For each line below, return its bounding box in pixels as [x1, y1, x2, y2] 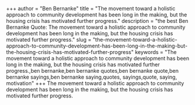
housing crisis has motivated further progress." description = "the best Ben [6, 18, 189, 24]
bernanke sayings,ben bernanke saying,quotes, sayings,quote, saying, [6, 73, 177, 80]
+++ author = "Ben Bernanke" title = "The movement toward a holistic [6, 5, 176, 12]
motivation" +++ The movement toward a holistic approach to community [6, 80, 184, 87]
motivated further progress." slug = [6, 36, 92, 43]
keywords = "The [134, 49, 177, 55]
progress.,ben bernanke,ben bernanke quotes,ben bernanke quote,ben [6, 67, 179, 74]
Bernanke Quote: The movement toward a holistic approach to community [6, 23, 186, 31]
